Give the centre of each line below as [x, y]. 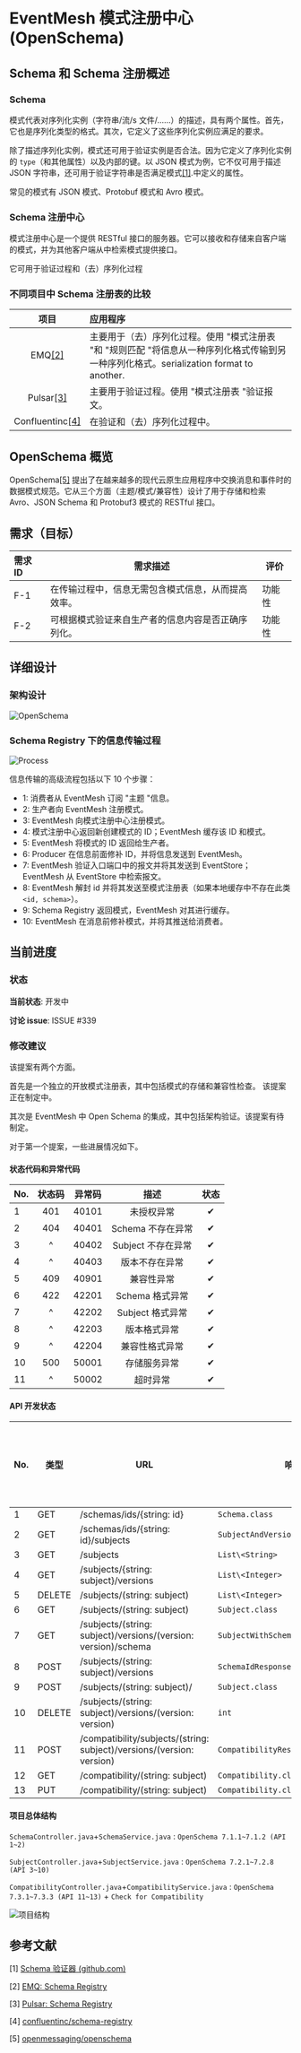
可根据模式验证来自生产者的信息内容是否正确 [145, 619]
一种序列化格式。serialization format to [171, 364]
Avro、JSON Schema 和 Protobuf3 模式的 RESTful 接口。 [115, 502]
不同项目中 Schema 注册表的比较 [80, 294]
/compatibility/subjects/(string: [145, 1738]
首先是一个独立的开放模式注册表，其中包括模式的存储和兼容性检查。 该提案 [148, 1087]
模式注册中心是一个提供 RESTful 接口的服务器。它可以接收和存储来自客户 [144, 238]
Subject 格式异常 [152, 1312]
